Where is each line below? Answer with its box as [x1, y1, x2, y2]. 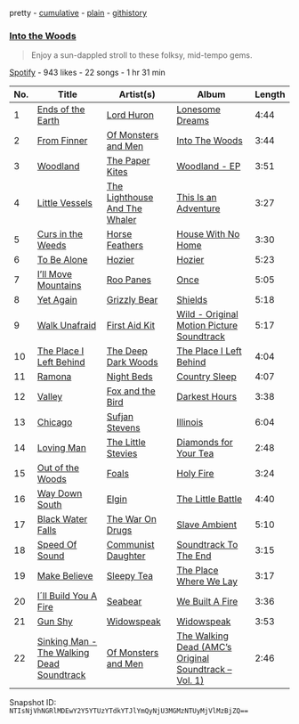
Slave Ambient [176, 518, 238, 531]
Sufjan [106, 411, 133, 423]
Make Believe [36, 570, 93, 582]
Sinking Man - [36, 636, 98, 648]
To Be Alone [36, 254, 88, 266]
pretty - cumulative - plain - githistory [9, 8, 148, 18]
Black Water [36, 513, 88, 525]
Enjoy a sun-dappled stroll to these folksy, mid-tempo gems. [30, 50, 253, 61]
